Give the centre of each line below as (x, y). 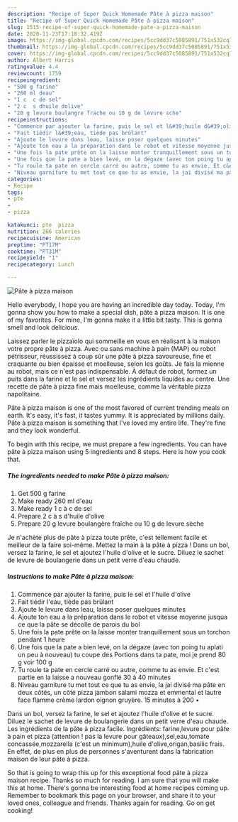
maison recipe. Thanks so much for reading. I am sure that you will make (113, 780)
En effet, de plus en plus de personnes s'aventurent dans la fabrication (110, 751)
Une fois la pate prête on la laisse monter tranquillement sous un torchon (124, 632)
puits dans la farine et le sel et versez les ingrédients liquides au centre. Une (119, 379)
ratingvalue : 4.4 (33, 67)
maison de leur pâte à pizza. (49, 759)
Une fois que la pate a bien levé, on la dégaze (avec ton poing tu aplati (120, 647)
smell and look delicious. (43, 327)
